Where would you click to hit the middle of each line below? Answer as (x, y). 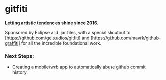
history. (20, 72)
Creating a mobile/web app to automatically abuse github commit (79, 67)
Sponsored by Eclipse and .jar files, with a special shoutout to (68, 32)
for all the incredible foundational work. (61, 43)
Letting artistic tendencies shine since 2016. (52, 23)
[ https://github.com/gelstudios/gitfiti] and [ (49, 38)
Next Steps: (20, 56)
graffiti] (13, 43)
